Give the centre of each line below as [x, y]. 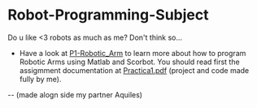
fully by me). [40, 79]
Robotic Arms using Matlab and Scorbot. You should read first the [130, 62]
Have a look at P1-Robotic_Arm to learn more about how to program [133, 53]
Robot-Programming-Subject [108, 15]
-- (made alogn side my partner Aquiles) [75, 94]
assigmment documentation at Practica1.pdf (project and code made [134, 70]
